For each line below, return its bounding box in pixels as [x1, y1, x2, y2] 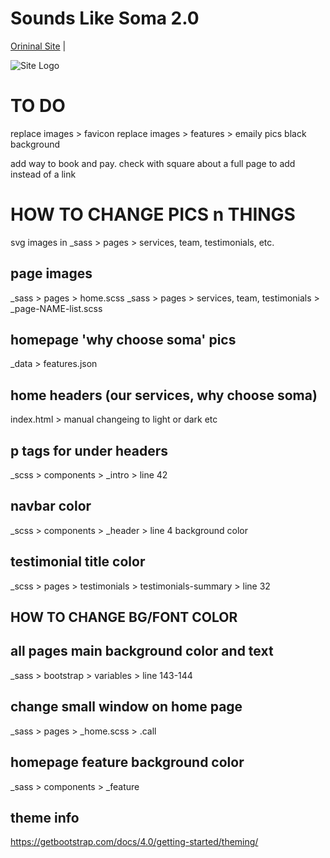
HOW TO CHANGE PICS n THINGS [10, 203, 296, 226]
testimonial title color [10, 553, 146, 571]
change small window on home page [10, 698, 243, 716]
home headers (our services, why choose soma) [10, 387, 318, 404]
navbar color [10, 498, 92, 515]
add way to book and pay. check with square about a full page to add [10, 157, 296, 169]
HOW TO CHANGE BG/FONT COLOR [10, 609, 238, 626]
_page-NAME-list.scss [10, 302, 103, 314]
